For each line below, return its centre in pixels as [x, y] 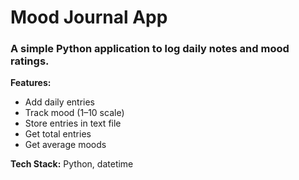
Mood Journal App [89, 17]
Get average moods [65, 145]
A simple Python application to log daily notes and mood [150, 49]
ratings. [30, 61]
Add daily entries [59, 102]
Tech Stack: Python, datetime [72, 164]
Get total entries [58, 134]
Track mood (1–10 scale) [74, 113]
